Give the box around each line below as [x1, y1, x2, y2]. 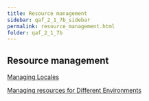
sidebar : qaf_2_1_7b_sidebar [7, 16, 91, 23]
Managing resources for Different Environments [7, 87, 142, 95]
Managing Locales [7, 73, 60, 81]
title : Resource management [7, 10, 88, 17]
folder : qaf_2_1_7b [7, 29, 63, 36]
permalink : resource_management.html [7, 23, 115, 30]
